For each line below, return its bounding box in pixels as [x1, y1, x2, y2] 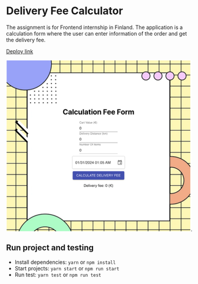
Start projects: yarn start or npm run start [14, 264, 120, 272]
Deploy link [6, 47, 34, 54]
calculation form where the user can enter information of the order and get [6, 30, 187, 37]
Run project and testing [6, 243, 94, 253]
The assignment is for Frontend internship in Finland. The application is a [6, 24, 183, 31]
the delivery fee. [6, 36, 46, 43]
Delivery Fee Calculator [6, 4, 123, 18]
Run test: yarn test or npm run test [14, 271, 101, 278]
